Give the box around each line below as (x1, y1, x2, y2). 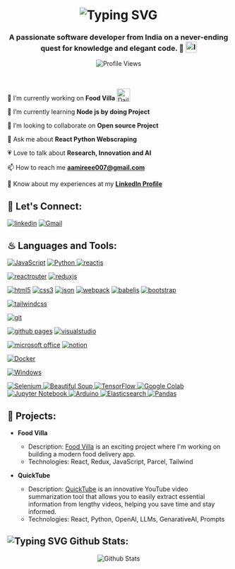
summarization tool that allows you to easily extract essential (28, 492, 205, 500)
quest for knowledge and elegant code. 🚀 (40, 43, 184, 53)
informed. (28, 507, 56, 516)
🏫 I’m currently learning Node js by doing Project (7, 108, 150, 116)
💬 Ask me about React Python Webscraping (7, 135, 138, 144)
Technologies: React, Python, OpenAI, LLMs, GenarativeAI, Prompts (28, 515, 225, 523)
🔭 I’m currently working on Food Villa (7, 94, 116, 103)
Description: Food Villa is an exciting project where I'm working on (28, 442, 221, 451)
